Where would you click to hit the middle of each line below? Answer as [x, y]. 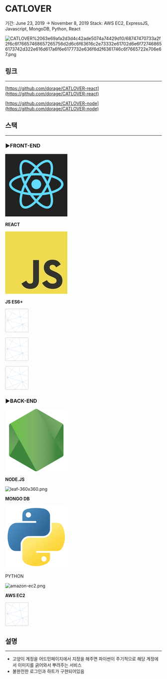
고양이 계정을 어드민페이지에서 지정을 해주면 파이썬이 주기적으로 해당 [79, 659]
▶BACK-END [21, 401]
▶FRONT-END [23, 146]
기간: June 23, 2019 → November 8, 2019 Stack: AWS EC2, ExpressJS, [77, 23]
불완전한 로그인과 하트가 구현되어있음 [48, 671]
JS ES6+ [14, 302]
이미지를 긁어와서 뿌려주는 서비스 [50, 665]
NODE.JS [15, 479]
